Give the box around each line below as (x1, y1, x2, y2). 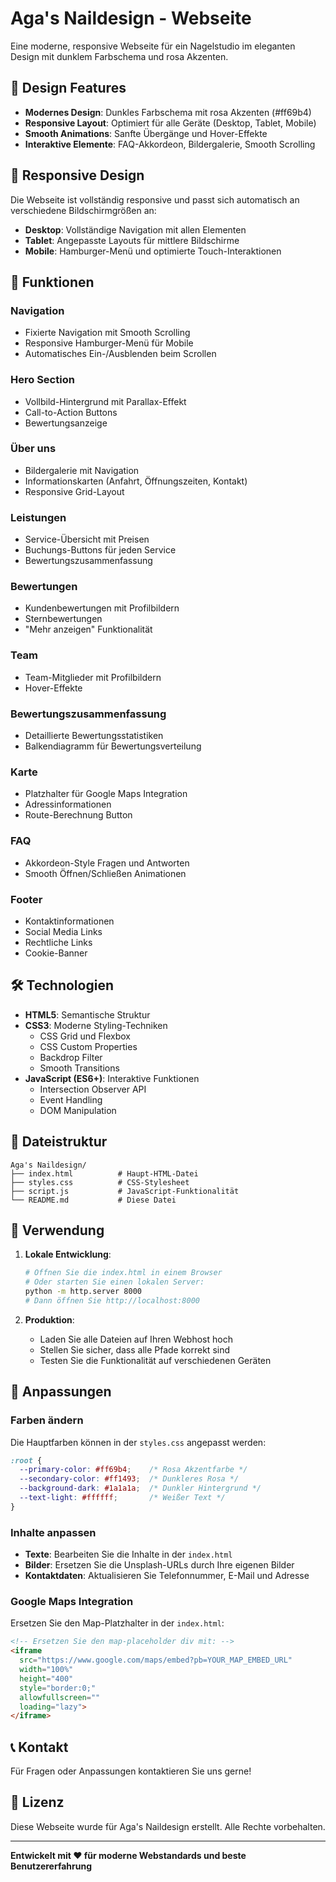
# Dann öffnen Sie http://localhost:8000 (24, 1295, 200, 1306)
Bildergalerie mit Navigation (24, 464, 140, 476)
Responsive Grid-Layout (24, 485, 125, 497)
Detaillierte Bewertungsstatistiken (24, 730, 164, 742)
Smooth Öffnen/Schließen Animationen (24, 867, 187, 879)
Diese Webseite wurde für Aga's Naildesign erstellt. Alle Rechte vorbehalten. (10, 1820, 326, 1832)
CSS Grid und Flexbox (39, 1030, 131, 1042)
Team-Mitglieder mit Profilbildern (24, 671, 162, 683)
